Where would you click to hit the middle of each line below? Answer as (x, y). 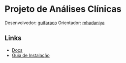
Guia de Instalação (31, 55)
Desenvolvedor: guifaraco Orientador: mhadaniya (55, 23)
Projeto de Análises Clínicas (63, 9)
